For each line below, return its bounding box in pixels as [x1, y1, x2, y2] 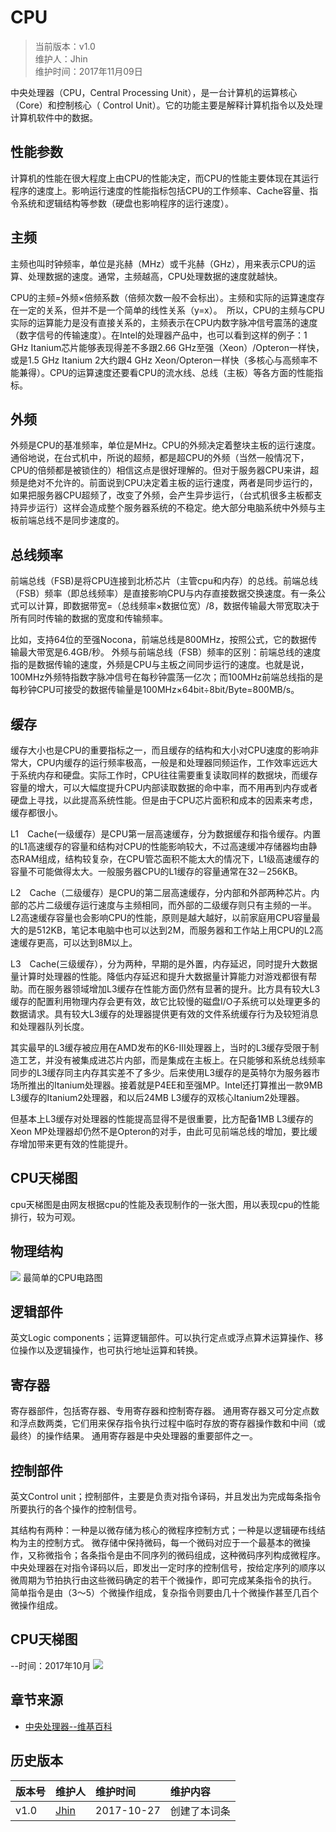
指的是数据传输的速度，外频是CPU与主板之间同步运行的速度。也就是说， [10, 659, 310, 671]
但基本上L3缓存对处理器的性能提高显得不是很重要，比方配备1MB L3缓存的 [10, 1113, 314, 1125]
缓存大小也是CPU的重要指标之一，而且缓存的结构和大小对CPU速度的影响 [10, 744, 311, 756]
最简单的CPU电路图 [22, 1271, 103, 1283]
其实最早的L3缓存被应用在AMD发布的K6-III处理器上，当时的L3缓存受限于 [10, 1042, 311, 1053]
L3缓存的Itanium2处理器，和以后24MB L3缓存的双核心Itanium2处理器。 [10, 1092, 305, 1103]
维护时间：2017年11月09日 [34, 65, 143, 77]
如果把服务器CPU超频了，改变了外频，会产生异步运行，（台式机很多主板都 [10, 489, 314, 501]
